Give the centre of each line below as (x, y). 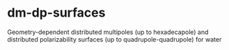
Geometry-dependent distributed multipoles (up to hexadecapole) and (108, 32)
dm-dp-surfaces (56, 13)
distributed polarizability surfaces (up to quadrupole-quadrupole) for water (114, 39)
